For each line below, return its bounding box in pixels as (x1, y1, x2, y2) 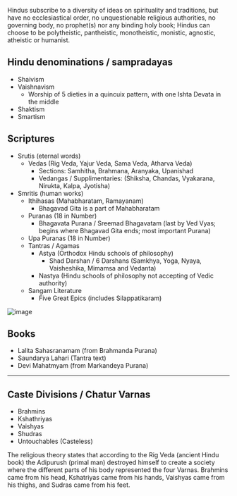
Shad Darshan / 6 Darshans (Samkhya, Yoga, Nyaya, (49, 256, 202, 265)
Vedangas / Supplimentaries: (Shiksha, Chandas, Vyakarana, (38, 174, 215, 182)
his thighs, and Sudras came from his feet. (7, 480, 130, 489)
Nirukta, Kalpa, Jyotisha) (38, 181, 111, 190)
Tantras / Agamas (28, 241, 80, 249)
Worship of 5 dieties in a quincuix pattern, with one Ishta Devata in (28, 89, 221, 98)
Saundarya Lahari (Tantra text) (17, 354, 107, 362)
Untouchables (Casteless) (17, 437, 93, 446)
